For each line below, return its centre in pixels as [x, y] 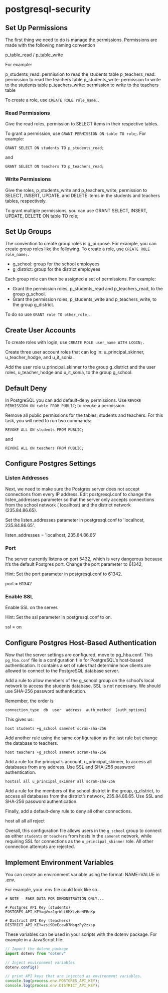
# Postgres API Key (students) [38, 907]
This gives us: [20, 719]
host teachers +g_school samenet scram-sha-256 [56, 753]
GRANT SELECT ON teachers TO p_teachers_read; [55, 167]
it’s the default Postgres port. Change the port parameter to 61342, [74, 564]
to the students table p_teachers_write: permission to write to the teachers [82, 85]
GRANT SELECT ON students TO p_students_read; [55, 148]
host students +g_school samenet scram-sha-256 [56, 729]
